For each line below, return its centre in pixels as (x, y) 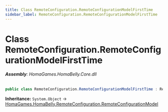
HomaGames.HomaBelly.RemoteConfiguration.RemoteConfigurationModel (82, 104)
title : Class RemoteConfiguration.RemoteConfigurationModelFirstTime (79, 10)
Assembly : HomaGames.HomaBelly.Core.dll (51, 74)
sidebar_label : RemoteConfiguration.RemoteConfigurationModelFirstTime (81, 14)
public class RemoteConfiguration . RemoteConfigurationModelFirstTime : (81, 89)
